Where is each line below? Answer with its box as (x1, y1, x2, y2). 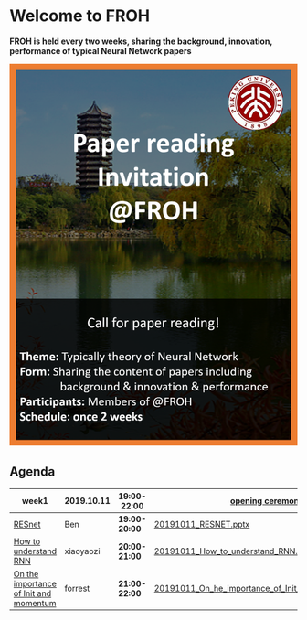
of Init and (13, 587, 52, 599)
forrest (64, 583, 90, 594)
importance (13, 578, 58, 589)
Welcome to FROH (9, 5, 151, 27)
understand (13, 546, 58, 557)
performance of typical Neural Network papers (9, 45, 192, 56)
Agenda (9, 464, 56, 479)
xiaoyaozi (64, 546, 101, 557)
